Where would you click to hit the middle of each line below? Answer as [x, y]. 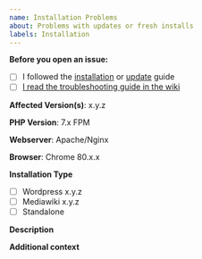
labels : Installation [50, 34]
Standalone [43, 212]
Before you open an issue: [59, 60]
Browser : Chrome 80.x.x [55, 156]
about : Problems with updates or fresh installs [101, 26]
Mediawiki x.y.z [50, 201]
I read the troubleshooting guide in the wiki [101, 87]
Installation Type [41, 174]
